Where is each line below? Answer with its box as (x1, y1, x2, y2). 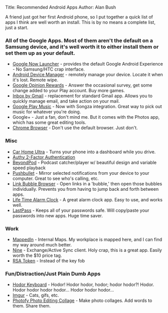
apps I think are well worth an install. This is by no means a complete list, (5, 20, 155, 25)
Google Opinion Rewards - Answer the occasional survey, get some (12, 82, 152, 88)
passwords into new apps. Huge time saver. (12, 212, 103, 218)
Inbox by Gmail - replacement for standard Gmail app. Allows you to (12, 93, 153, 99)
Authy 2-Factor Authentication (12, 154, 75, 160)
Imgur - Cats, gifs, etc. (12, 292, 59, 298)
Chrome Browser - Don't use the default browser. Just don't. (12, 125, 138, 131)
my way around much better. (12, 241, 72, 247)
